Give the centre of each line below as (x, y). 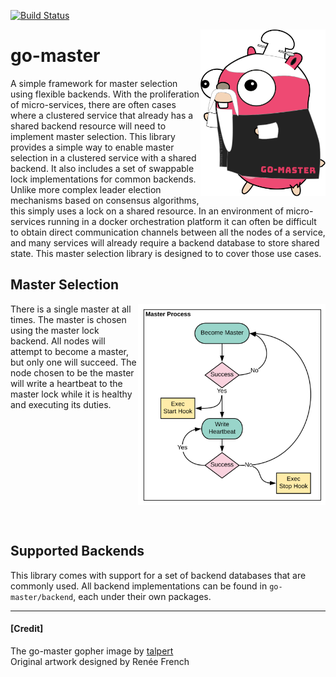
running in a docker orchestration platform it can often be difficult (182, 221)
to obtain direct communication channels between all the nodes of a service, (168, 232)
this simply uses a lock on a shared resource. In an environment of (147, 211)
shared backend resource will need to (88, 126)
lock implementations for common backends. (103, 179)
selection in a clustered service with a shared (103, 157)
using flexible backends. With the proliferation (105, 94)
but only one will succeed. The (73, 362)
